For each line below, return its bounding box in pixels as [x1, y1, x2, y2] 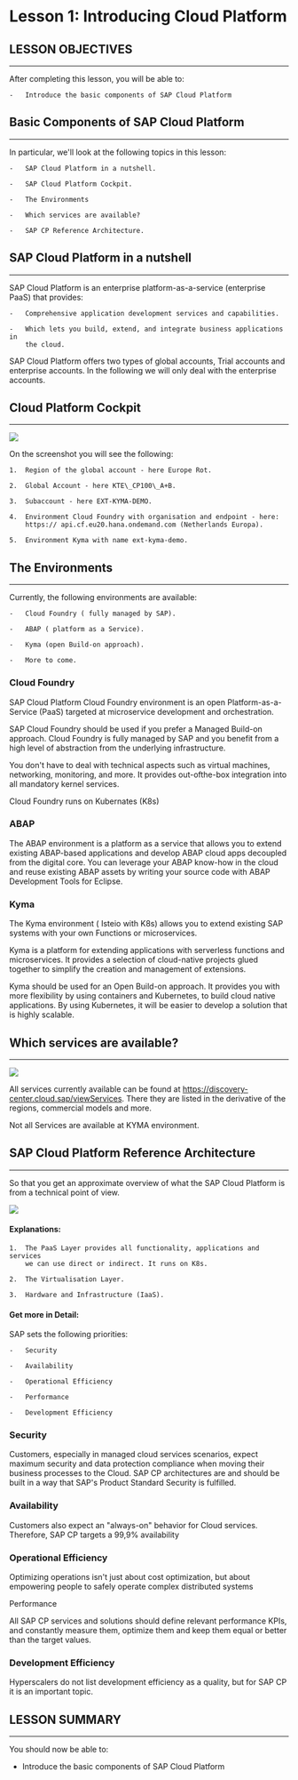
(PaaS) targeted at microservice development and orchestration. [38, 706, 275, 717]
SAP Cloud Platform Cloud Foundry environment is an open [9, 696, 226, 708]
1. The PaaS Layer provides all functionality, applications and [9, 1243, 260, 1253]
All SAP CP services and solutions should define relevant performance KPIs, [9, 1616, 287, 1626]
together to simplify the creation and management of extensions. [9, 964, 247, 974]
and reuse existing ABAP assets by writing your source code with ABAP [9, 866, 271, 877]
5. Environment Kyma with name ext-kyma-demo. [9, 536, 189, 545]
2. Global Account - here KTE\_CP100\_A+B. [9, 482, 176, 491]
